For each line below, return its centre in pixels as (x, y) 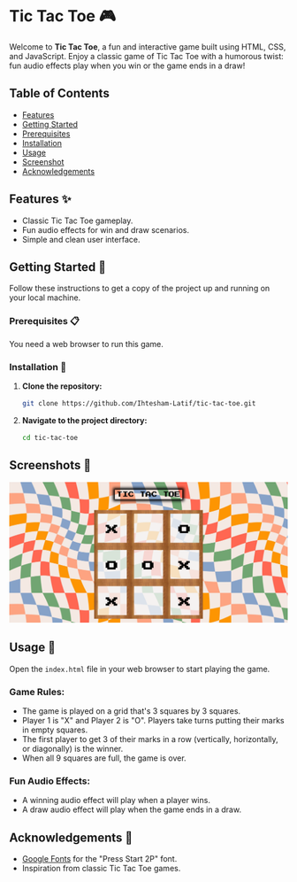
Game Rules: (37, 692)
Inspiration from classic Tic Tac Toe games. (101, 869)
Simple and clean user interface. (81, 239)
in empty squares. (55, 730)
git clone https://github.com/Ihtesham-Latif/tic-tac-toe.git (139, 403)
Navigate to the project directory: (84, 420)
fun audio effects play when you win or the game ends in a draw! (127, 66)
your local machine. (45, 298)
